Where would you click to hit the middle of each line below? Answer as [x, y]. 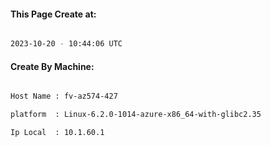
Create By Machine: [52, 66]
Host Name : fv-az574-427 [64, 96]
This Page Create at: [53, 14]
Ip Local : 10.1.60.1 [57, 133]
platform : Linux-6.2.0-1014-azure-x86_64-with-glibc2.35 [136, 115]
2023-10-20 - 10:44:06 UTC [66, 44]
